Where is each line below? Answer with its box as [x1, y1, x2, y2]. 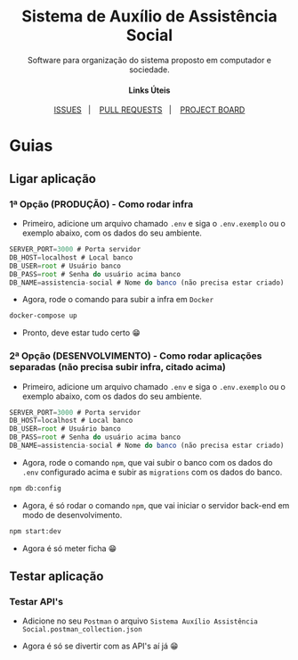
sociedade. [128, 64, 171, 75]
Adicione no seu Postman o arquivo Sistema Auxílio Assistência [21, 615, 258, 626]
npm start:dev [9, 526, 62, 536]
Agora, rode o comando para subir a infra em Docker [21, 294, 214, 305]
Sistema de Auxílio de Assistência [21, 6, 278, 27]
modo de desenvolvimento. [21, 509, 123, 520]
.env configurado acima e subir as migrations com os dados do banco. [21, 466, 283, 477]
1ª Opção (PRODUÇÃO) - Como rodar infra [9, 198, 194, 210]
